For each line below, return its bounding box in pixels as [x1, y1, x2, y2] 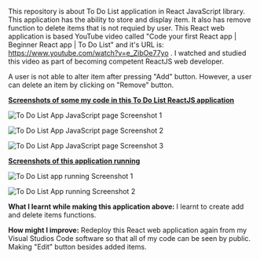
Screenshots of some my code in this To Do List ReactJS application [8, 96, 234, 104]
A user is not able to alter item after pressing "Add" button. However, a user [8, 72, 252, 81]
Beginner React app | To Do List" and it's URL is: [8, 40, 164, 49]
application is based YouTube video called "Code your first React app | [8, 31, 237, 41]
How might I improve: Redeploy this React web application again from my [8, 225, 247, 235]
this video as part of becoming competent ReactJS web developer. [8, 57, 225, 66]
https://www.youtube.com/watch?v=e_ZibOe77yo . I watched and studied [8, 49, 247, 57]
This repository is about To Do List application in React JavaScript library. [8, 7, 246, 16]
